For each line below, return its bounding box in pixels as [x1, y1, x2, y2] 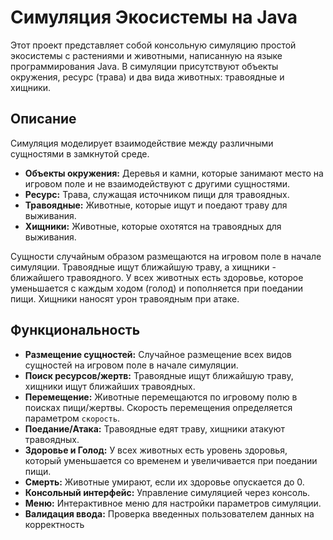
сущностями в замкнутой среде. [10, 147, 150, 160]
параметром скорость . [24, 412, 121, 424]
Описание [10, 111, 77, 128]
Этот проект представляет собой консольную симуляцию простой [10, 39, 297, 51]
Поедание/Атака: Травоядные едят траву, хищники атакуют [24, 422, 285, 435]
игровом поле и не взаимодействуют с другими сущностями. [24, 177, 291, 190]
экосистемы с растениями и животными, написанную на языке [10, 49, 283, 61]
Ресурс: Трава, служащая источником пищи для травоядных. [24, 188, 290, 200]
